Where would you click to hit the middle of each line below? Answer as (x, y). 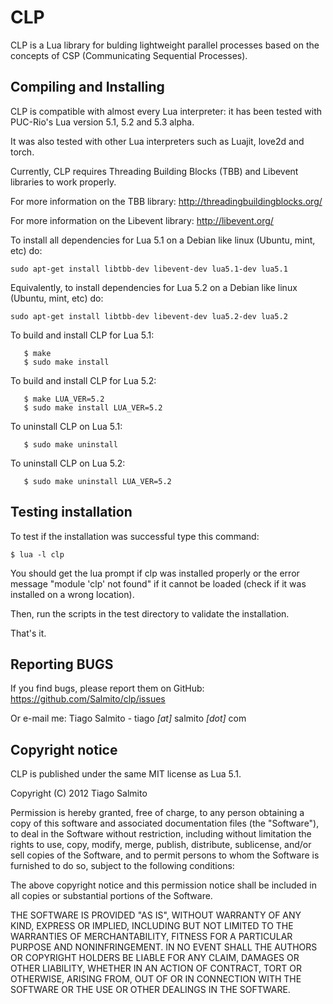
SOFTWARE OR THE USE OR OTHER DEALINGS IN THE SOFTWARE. (150, 990)
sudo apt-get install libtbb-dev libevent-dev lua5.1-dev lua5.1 (149, 269)
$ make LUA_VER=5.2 (64, 399)
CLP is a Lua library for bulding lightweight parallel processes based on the (165, 45)
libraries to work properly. (63, 182)
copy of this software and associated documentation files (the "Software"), (165, 823)
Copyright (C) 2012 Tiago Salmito (79, 793)
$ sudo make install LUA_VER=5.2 (93, 407)
